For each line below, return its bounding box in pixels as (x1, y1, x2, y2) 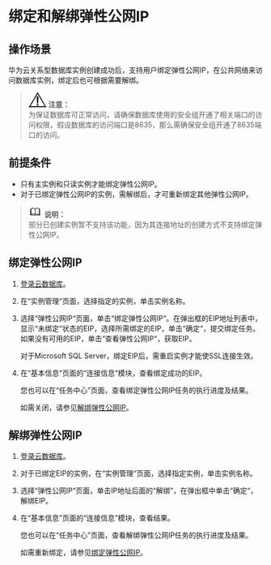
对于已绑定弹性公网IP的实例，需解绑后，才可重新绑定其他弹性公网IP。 (19, 189, 253, 199)
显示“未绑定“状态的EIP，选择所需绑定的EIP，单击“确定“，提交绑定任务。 (19, 323, 260, 333)
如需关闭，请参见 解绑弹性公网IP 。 (19, 402, 133, 412)
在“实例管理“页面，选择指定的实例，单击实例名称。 (19, 296, 190, 306)
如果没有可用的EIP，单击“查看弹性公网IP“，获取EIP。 (19, 333, 197, 343)
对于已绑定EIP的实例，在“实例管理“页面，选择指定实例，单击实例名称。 (19, 469, 257, 478)
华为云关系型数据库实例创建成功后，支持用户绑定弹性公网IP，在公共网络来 (8, 66, 256, 75)
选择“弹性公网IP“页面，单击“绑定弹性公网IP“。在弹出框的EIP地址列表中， (19, 313, 262, 323)
